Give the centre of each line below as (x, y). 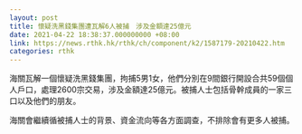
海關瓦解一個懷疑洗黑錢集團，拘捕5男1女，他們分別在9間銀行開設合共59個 (147, 79)
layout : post (34, 18)
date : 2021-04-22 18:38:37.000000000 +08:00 (94, 34)
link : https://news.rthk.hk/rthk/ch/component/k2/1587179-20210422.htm (147, 43)
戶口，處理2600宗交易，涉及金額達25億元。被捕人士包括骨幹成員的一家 (151, 90)
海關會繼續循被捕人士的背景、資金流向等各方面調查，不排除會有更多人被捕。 (152, 120)
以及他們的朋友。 (49, 101)
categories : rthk (42, 52)
